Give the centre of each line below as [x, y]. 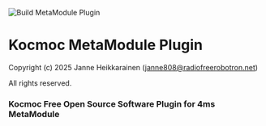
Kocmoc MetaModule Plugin [106, 45]
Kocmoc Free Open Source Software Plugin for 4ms [112, 103]
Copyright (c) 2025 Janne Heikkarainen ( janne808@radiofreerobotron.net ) [133, 67]
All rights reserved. [40, 83]
